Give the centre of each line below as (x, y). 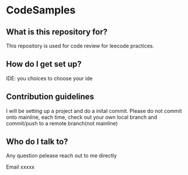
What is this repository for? (57, 32)
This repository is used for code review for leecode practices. (80, 46)
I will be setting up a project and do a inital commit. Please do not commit (94, 111)
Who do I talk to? (37, 142)
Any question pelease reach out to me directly (62, 156)
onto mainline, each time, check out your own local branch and (82, 117)
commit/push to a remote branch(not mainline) (62, 123)
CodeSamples (41, 10)
